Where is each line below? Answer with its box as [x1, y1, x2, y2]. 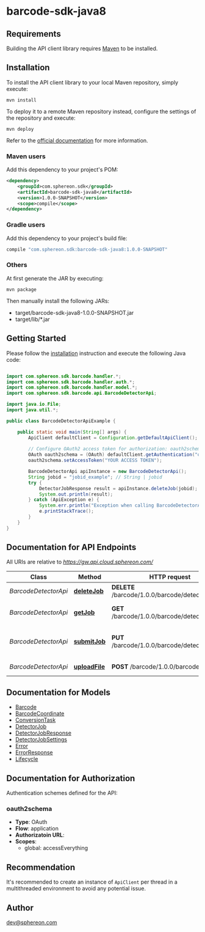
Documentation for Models [6, 687, 111, 697]
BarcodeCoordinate [15, 710, 65, 717]
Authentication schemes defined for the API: [6, 790, 118, 797]
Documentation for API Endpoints [6, 542, 137, 552]
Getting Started [6, 333, 67, 343]
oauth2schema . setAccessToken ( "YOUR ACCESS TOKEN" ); [28, 457, 163, 464]
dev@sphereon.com [6, 919, 57, 926]
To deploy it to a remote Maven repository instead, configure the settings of [6, 108, 196, 115]
